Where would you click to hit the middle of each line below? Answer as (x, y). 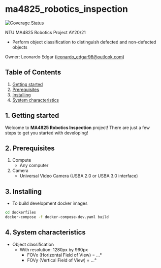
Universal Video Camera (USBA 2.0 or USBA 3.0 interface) (79, 176)
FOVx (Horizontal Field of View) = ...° (64, 255)
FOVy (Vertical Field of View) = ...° (62, 260)
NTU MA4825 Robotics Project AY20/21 (46, 32)
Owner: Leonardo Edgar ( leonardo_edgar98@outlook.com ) (65, 57)
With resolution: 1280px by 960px (54, 249)
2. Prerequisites (30, 148)
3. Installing (23, 191)
